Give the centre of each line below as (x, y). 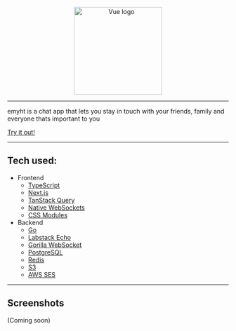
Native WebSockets (57, 208)
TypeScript (44, 185)
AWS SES (42, 274)
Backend (30, 222)
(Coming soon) (29, 320)
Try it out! (21, 132)
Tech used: (32, 161)
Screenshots (36, 303)
